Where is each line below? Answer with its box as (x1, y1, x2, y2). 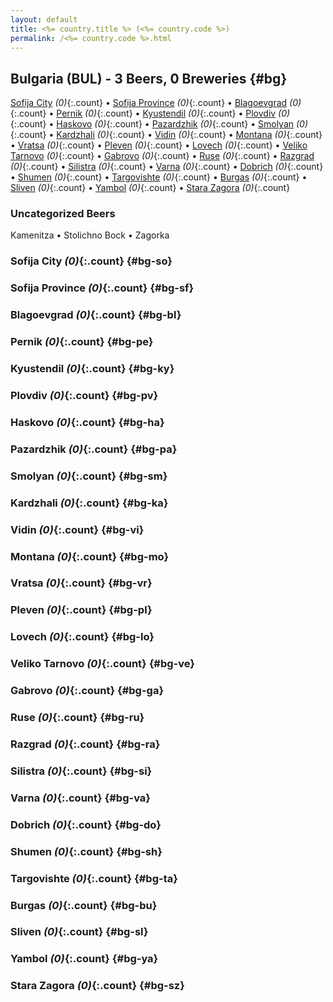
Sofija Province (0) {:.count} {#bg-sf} (10, 281, 195, 295)
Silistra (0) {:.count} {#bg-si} (10, 764, 153, 778)
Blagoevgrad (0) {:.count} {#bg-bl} (10, 308, 182, 322)
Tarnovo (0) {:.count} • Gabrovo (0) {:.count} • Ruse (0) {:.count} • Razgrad (10, 150, 315, 162)
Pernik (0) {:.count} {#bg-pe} (10, 335, 154, 349)
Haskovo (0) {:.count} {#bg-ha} (10, 415, 165, 429)
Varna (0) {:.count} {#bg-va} (10, 791, 151, 805)
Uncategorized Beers (10, 207, 116, 221)
